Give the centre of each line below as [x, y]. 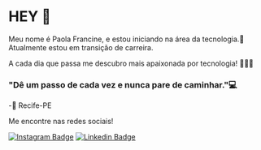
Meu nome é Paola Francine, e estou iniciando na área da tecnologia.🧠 [126, 39]
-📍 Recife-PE [30, 105]
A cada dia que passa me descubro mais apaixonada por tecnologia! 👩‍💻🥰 [131, 63]
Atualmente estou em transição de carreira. [81, 47]
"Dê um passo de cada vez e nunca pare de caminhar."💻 [123, 84]
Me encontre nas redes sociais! [61, 122]
